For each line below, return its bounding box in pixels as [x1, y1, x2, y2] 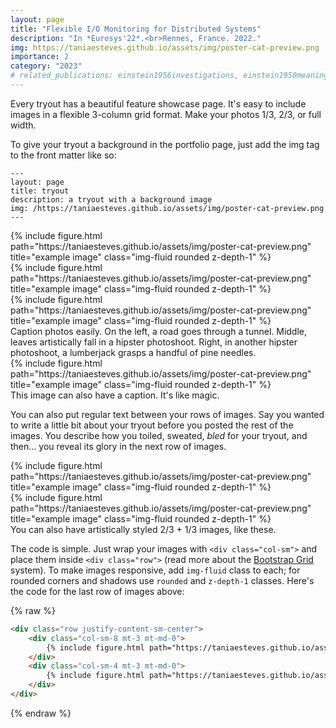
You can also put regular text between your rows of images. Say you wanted [10, 408, 325, 420]
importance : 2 [10, 52, 70, 62]
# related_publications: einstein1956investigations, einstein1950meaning [10, 71, 329, 81]
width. [10, 119, 37, 131]
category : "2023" [10, 61, 83, 71]
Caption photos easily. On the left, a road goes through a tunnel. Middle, [10, 325, 308, 337]
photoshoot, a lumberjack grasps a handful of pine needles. [10, 346, 257, 358]
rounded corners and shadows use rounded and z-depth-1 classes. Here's [10, 574, 315, 586]
